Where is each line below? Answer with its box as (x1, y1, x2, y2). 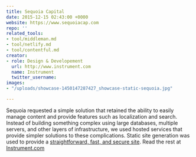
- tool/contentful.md (6, 47, 60, 53)
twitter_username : (11, 74, 57, 80)
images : (6, 80, 25, 86)
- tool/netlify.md (6, 42, 51, 48)
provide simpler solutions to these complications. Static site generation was (6, 132, 190, 139)
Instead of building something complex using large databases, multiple (6, 119, 178, 126)
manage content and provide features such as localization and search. (6, 113, 177, 120)
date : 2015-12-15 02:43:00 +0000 (6, 14, 89, 20)
